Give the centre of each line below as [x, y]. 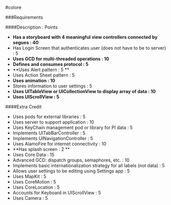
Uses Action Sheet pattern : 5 [44, 75]
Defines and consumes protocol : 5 [51, 64]
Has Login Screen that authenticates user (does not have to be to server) [89, 48]
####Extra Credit [23, 107]
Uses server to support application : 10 [53, 122]
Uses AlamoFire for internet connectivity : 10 [59, 144]
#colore [14, 7]
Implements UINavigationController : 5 [53, 138]
